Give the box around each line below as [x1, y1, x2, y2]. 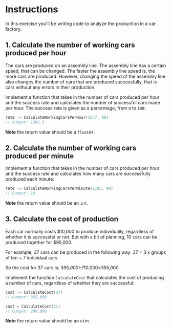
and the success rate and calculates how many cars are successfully [5, 170, 151, 177]
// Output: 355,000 [5, 294, 47, 300]
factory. [5, 26, 22, 32]
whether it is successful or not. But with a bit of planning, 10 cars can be [5, 234, 158, 240]
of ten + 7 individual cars [5, 254, 58, 260]
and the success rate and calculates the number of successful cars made [5, 99, 160, 105]
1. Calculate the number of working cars [5, 41, 135, 50]
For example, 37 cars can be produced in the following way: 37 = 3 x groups [5, 249, 166, 255]
